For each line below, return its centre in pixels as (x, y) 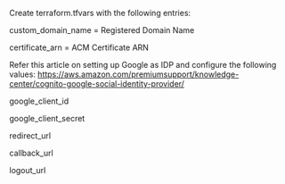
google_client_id (39, 101)
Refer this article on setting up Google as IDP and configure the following (143, 65)
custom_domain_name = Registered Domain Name (102, 30)
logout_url (28, 170)
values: (22, 74)
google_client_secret (47, 118)
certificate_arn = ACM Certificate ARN (79, 47)
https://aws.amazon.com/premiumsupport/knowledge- (138, 74)
